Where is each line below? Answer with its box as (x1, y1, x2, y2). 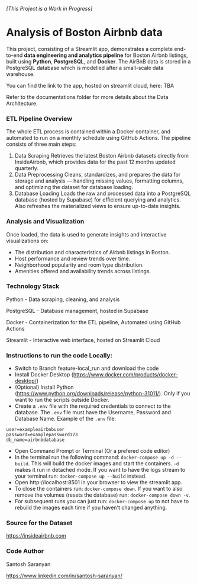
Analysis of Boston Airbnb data (6, 26, 163, 39)
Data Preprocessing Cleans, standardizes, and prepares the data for (14, 171, 181, 178)
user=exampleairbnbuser (6, 427, 65, 433)
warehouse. (6, 71, 35, 78)
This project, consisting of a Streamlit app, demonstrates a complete (6, 45, 173, 52)
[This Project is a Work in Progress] (6, 5, 93, 12)
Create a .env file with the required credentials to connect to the (14, 402, 171, 410)
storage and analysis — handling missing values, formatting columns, (14, 177, 185, 184)
